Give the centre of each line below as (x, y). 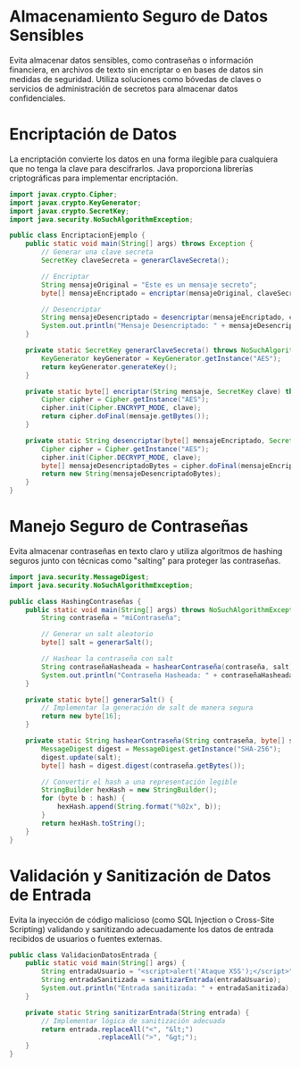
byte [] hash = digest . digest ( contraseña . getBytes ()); (143, 766)
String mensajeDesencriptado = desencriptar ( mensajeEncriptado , (163, 318)
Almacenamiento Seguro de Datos (139, 17)
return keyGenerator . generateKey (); (109, 367)
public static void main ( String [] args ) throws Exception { (139, 244)
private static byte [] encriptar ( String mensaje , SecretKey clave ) (153, 391)
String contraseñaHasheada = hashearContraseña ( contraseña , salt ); (169, 667)
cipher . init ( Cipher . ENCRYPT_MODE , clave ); (121, 408)
